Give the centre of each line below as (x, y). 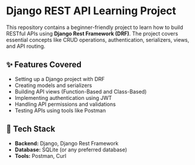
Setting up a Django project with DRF (60, 79)
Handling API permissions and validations (65, 104)
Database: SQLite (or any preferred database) (71, 150)
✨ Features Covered (44, 65)
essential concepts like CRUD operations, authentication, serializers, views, (98, 40)
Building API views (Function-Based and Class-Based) (81, 91)
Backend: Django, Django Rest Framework (66, 143)
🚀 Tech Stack (31, 129)
